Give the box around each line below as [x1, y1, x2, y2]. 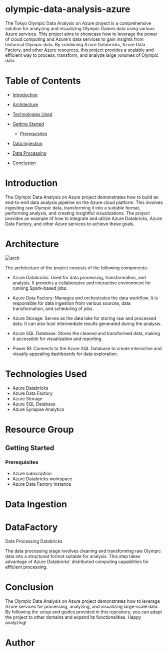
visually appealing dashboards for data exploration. [12, 351, 118, 357]
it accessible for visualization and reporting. [12, 336, 103, 342]
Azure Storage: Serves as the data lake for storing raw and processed [12, 315, 156, 321]
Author [5, 637, 35, 648]
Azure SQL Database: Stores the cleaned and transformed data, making [12, 330, 160, 336]
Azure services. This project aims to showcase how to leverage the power [5, 31, 157, 37]
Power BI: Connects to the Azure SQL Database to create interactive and [12, 345, 162, 351]
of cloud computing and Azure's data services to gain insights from [5, 36, 144, 42]
